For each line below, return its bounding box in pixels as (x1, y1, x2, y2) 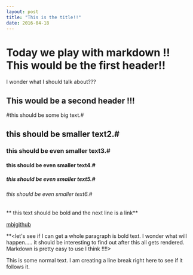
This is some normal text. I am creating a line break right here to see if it (6, 256, 183, 264)
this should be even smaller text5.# (6, 175, 96, 183)
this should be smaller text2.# (6, 129, 120, 139)
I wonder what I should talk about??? (6, 78, 97, 86)
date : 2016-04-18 (6, 20, 50, 26)
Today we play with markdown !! (6, 46, 170, 59)
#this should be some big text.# (6, 111, 84, 119)
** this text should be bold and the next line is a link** (6, 209, 139, 216)
